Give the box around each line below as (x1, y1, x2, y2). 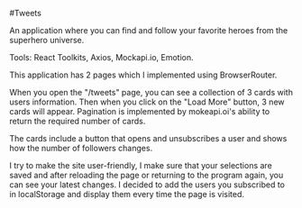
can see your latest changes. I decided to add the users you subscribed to (9, 179, 286, 190)
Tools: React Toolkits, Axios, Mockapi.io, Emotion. (9, 52, 194, 62)
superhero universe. (9, 35, 85, 45)
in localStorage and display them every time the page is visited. (9, 189, 245, 199)
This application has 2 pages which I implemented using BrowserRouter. (9, 69, 278, 80)
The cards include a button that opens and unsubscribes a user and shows (9, 133, 288, 143)
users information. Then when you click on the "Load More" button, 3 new (9, 96, 286, 107)
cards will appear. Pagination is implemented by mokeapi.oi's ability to (9, 106, 270, 116)
